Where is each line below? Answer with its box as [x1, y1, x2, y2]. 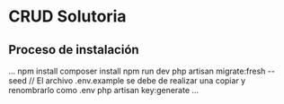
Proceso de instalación [8, 42, 140, 57]
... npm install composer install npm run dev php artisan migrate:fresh [8, 65, 266, 76]
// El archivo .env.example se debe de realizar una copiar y [29, 75, 246, 86]
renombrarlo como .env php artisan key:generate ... [8, 85, 200, 95]
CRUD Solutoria [8, 6, 127, 27]
